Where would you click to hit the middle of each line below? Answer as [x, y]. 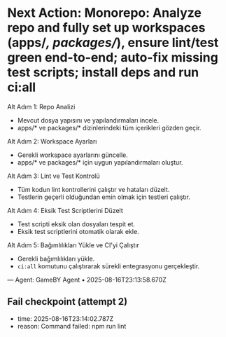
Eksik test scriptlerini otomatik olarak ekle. [78, 231]
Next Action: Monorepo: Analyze [104, 13]
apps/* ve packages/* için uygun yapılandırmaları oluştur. [100, 162]
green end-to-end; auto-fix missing [113, 58]
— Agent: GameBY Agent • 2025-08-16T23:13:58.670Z [87, 280]
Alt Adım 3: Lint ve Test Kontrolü [54, 176]
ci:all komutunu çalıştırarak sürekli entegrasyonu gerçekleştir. [108, 266]
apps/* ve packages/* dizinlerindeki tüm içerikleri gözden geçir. [109, 128]
